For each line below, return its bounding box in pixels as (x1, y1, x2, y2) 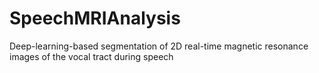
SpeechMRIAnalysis (9, 7, 181, 30)
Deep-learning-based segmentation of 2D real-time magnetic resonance (9, 40, 309, 52)
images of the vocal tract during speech (9, 50, 174, 62)
